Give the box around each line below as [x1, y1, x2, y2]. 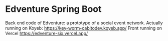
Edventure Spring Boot [5, 3, 102, 15]
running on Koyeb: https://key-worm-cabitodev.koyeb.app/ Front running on [5, 25, 162, 31]
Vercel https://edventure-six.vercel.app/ [5, 30, 88, 36]
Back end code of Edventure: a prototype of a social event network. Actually [5, 20, 163, 26]
